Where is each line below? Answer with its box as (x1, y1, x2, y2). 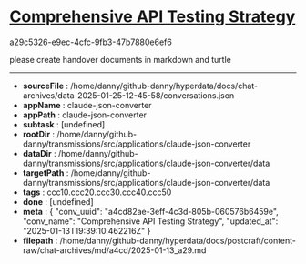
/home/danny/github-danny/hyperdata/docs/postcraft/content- (59, 235, 297, 246)
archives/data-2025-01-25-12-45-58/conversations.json (22, 89, 235, 101)
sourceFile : (22, 80, 69, 91)
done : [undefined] (22, 196, 94, 207)
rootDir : (22, 128, 56, 139)
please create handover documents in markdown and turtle (9, 54, 232, 65)
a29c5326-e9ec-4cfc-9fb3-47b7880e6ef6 (9, 36, 173, 47)
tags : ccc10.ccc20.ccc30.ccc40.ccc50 (22, 187, 172, 198)
